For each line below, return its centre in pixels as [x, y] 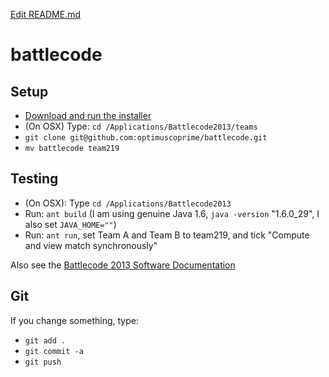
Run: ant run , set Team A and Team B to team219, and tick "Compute [167, 235]
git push [43, 362]
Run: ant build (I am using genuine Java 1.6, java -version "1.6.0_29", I [172, 213]
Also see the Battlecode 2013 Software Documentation [123, 265]
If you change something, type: [74, 320]
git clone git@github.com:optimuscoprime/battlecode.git [146, 138]
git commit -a [54, 351]
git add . [45, 340]
